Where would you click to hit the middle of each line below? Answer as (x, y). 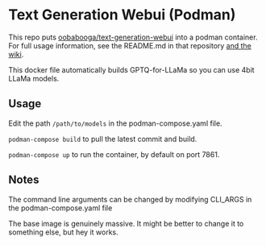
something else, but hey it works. (63, 232)
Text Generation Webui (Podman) (122, 15)
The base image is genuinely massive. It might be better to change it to (126, 223)
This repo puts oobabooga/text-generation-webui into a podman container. (133, 37)
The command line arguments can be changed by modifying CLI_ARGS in (130, 199)
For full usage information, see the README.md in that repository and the (130, 45)
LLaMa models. (34, 78)
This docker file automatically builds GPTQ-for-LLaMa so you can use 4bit (132, 69)
